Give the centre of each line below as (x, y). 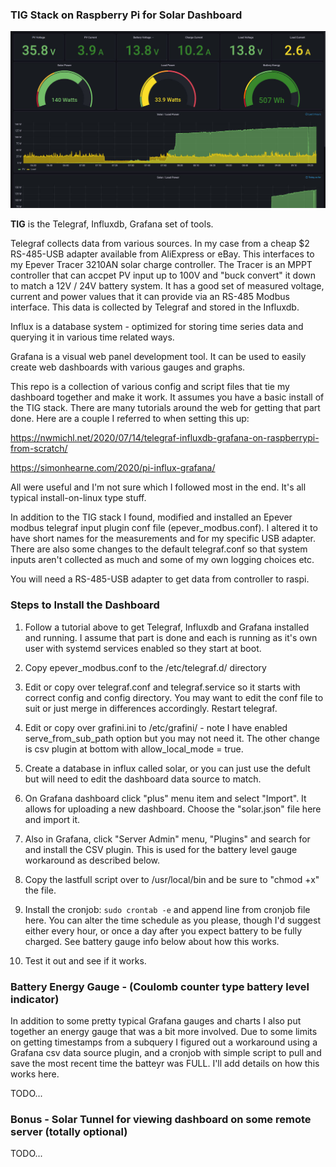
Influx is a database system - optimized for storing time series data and (157, 327)
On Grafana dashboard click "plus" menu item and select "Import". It (165, 798)
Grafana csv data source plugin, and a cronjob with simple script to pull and (166, 1052)
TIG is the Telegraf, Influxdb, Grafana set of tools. (112, 224)
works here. (35, 1074)
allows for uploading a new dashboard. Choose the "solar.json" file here (173, 809)
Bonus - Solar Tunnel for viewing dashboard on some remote (161, 1119)
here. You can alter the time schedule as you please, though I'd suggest (172, 920)
